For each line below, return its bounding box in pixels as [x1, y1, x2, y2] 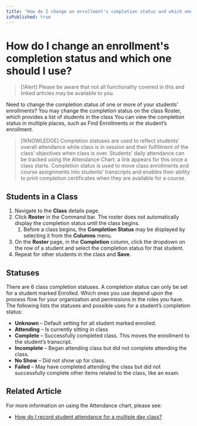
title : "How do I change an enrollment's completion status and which [6, 8, 182, 15]
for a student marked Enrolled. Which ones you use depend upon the [6, 289, 173, 297]
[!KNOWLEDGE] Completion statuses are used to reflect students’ [20, 137, 180, 144]
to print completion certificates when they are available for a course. [20, 175, 186, 182]
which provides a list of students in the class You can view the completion [6, 114, 185, 121]
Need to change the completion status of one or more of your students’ [6, 101, 179, 108]
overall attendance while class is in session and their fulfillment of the [20, 144, 189, 151]
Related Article [6, 386, 62, 396]
